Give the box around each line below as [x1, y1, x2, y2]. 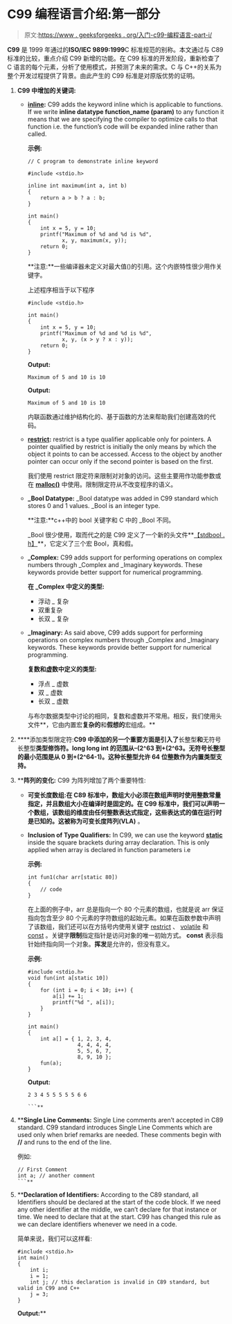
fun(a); [40, 1059, 62, 1067]
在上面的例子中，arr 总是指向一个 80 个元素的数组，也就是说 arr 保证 [27, 905, 224, 913]
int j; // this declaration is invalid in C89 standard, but [30, 1278, 210, 1286]
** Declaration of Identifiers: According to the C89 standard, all [17, 1190, 199, 1199]
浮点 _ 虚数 [37, 679, 69, 688]
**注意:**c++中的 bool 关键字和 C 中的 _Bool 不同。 [27, 516, 175, 524]
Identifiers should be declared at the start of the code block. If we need [17, 1198, 221, 1206]
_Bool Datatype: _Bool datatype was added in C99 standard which [27, 494, 218, 502]
